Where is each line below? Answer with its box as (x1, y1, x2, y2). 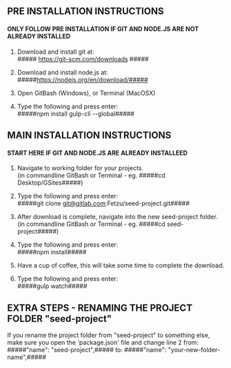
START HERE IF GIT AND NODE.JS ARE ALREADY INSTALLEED (7, 148, 188, 157)
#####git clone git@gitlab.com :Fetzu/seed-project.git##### (17, 199, 190, 207)
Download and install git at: (17, 48, 94, 56)
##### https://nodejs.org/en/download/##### (17, 75, 148, 83)
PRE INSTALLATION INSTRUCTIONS (7, 6, 164, 17)
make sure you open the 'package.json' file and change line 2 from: (7, 338, 199, 347)
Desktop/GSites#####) (17, 178, 83, 187)
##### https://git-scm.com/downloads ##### (17, 54, 150, 63)
